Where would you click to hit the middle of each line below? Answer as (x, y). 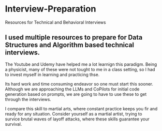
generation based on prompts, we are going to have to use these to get (76, 94)
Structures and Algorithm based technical (70, 45)
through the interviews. (28, 99)
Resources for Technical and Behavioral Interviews (56, 22)
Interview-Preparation (51, 9)
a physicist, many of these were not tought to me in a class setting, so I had (80, 69)
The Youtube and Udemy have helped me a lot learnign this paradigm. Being (81, 64)
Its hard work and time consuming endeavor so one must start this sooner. (79, 84)
